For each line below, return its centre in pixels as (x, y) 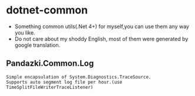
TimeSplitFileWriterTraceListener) (50, 87)
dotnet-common (47, 10)
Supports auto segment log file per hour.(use (64, 82)
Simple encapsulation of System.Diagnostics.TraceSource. (79, 77)
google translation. (37, 45)
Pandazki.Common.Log (50, 64)
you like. (25, 32)
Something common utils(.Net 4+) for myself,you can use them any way (102, 26)
